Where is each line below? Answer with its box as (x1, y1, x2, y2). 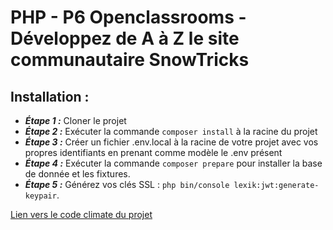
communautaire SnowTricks (10, 49, 250, 71)
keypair (24, 191, 57, 201)
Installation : (10, 88, 90, 105)
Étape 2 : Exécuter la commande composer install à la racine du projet (24, 126, 318, 137)
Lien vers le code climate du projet (10, 209, 153, 220)
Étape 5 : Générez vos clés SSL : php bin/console (24, 179, 230, 190)
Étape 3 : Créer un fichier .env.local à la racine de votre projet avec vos (24, 136, 319, 148)
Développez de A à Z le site (10, 27, 240, 50)
